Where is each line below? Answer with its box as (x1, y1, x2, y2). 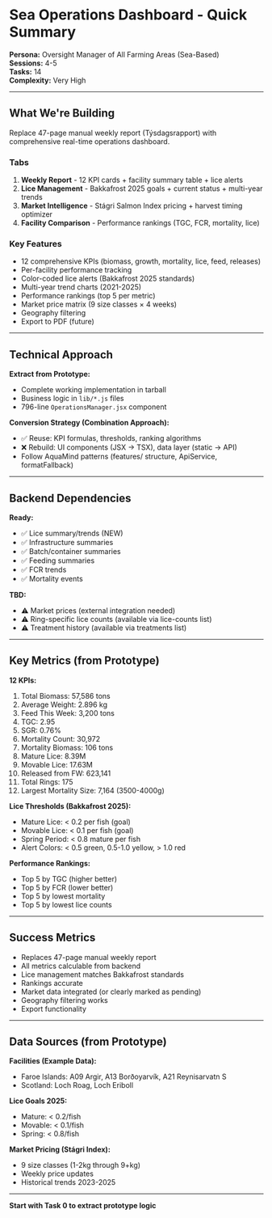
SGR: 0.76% (20, 725, 61, 735)
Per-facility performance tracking (20, 265, 132, 275)
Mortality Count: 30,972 (20, 734, 100, 743)
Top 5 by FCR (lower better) (20, 882, 114, 892)
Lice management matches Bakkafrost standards (20, 969, 185, 979)
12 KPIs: (9, 675, 37, 685)
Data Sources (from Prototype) (9, 1034, 168, 1048)
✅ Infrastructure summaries (20, 537, 114, 547)
